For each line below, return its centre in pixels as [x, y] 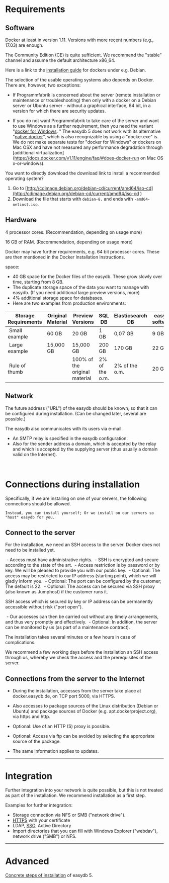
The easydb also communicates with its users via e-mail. [64, 428]
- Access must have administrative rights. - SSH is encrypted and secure [82, 560]
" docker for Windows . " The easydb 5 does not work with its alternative [87, 131]
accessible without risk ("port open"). [44, 607]
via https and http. [31, 717]
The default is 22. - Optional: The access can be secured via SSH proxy [80, 586]
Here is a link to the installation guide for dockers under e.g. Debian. [76, 70]
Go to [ [20, 188]
